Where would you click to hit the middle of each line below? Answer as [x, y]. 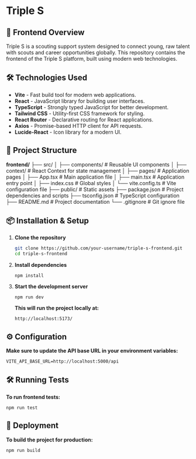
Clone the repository [40, 238]
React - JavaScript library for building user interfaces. [80, 101]
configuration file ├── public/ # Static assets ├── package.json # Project [95, 189]
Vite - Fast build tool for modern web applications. [75, 95]
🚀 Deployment [32, 425]
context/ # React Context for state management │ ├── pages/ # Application [98, 171]
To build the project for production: [49, 440]
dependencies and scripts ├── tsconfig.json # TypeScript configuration [93, 195]
